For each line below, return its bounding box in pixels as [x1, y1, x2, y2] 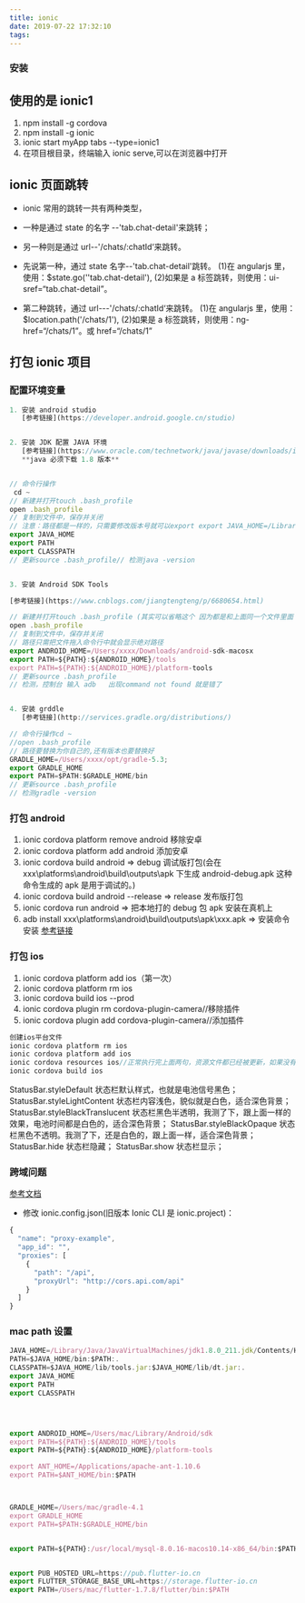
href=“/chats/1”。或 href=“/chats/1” [22, 325, 152, 336]
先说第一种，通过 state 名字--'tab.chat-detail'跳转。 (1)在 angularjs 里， [22, 260, 290, 271]
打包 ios [9, 950, 44, 963]
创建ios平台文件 [9, 1033, 63, 1042]
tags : [9, 30, 30, 39]
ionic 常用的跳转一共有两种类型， [22, 202, 147, 214]
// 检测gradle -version [9, 788, 97, 798]
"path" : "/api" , [33, 1267, 95, 1277]
